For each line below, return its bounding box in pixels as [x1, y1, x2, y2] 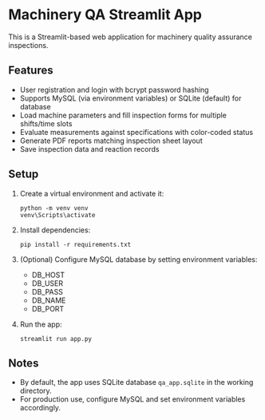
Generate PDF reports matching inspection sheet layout [19, 136, 203, 145]
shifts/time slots [19, 118, 73, 129]
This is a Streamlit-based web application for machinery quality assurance [8, 32, 253, 42]
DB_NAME [31, 295, 66, 305]
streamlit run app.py [19, 335, 92, 343]
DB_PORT [31, 303, 65, 313]
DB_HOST [31, 270, 65, 279]
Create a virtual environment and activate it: [19, 188, 164, 198]
